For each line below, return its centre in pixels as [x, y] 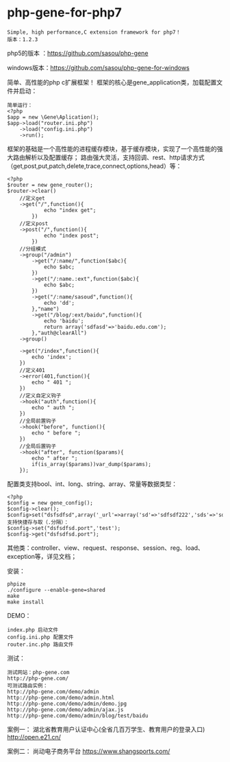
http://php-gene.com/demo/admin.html [61, 697]
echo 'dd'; [59, 303]
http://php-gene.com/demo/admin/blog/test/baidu [78, 715]
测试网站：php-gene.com [38, 672]
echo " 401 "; [52, 382]
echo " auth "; [53, 407]
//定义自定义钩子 [40, 395]
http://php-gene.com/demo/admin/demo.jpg [67, 704]
